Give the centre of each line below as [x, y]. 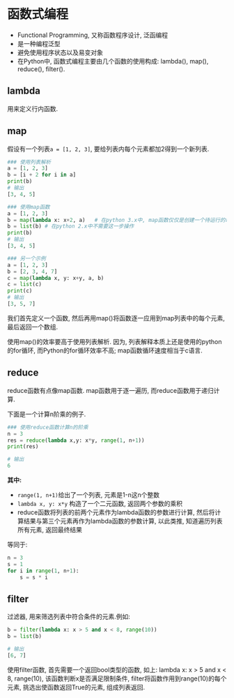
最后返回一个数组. [33, 327]
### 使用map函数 [29, 207]
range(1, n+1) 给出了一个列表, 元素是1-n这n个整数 [88, 495]
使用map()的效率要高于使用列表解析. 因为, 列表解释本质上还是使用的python [115, 341]
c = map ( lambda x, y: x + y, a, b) [56, 278]
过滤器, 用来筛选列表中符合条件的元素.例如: [69, 617]
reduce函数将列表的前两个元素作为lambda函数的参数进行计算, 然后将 [116, 512]
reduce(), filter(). [41, 69]
